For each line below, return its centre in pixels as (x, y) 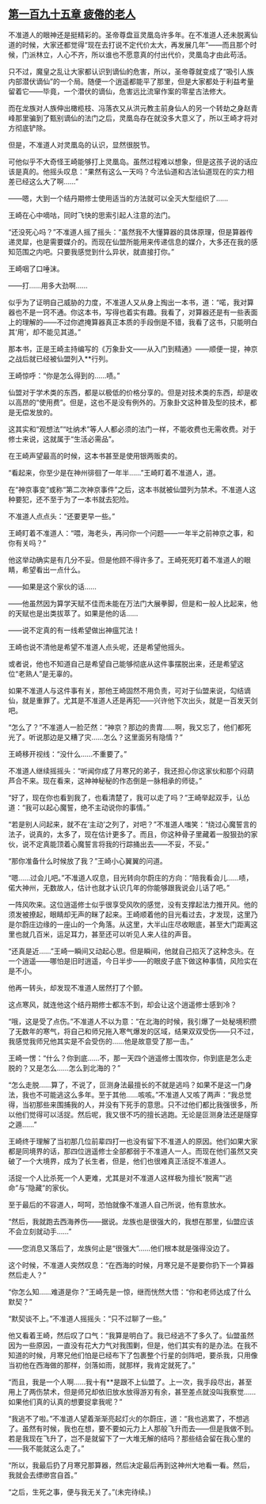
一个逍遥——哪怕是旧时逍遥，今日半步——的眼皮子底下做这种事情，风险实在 (133, 960)
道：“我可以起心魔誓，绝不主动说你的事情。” (79, 807)
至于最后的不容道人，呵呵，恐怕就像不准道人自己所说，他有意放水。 (119, 1204)
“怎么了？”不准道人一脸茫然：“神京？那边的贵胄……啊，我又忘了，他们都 (126, 727)
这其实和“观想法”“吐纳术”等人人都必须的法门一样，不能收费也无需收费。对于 (132, 429)
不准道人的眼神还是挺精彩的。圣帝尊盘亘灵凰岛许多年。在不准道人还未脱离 (129, 35)
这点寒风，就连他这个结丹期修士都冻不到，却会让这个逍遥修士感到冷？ (123, 1004)
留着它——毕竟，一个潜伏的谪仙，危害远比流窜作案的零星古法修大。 (119, 91)
